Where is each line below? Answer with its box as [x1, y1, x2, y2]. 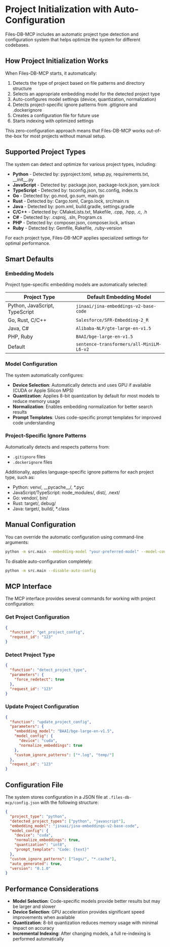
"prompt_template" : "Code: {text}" [14, 847, 90, 852]
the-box [5, 133, 22, 139]
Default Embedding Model [87, 293, 152, 300]
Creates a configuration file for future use [12, 112, 100, 118]
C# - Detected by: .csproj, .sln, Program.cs [12, 214, 102, 220]
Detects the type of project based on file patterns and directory [12, 80, 145, 86]
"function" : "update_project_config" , [10, 719, 92, 724]
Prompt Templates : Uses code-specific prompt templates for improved [12, 414, 162, 420]
